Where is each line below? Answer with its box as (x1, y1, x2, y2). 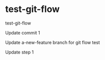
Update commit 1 (5, 29, 40, 35)
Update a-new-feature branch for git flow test (5, 39, 100, 45)
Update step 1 (5, 49, 34, 55)
